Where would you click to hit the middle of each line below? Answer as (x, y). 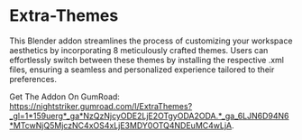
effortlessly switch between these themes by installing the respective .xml (146, 60)
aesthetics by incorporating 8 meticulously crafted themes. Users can (139, 50)
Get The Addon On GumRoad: (64, 97)
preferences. (33, 79)
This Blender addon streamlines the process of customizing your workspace (151, 41)
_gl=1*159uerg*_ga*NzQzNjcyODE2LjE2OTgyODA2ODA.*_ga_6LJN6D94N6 (150, 116)
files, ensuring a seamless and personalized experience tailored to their (142, 70)
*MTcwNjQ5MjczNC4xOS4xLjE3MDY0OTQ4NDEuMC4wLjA (121, 125)
